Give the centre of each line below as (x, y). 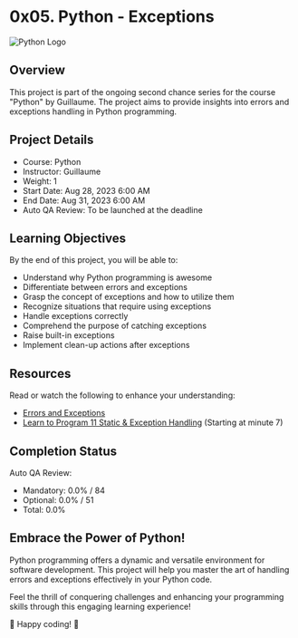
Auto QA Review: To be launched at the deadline (113, 209)
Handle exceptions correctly (75, 316)
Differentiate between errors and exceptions (105, 287)
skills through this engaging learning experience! (101, 606)
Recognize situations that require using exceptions (117, 306)
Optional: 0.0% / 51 (58, 500)
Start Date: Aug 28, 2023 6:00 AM (87, 190)
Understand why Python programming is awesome (117, 277)
